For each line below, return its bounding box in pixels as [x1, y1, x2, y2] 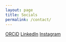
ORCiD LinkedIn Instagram [5, 31, 61, 37]
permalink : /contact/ [5, 17, 52, 22]
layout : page [5, 7, 33, 13]
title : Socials [5, 12, 38, 17]
